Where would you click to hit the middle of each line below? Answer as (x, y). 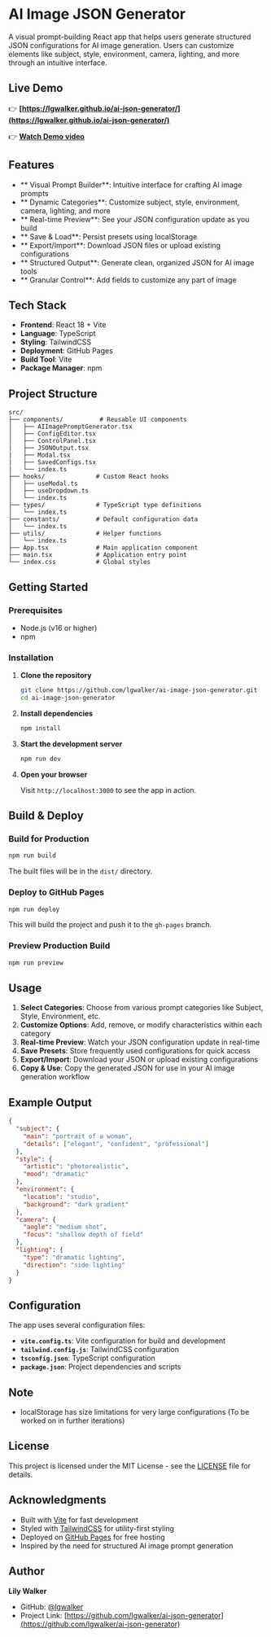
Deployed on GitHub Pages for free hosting (92, 1537)
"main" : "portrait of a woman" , (78, 1136)
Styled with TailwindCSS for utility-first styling (97, 1528)
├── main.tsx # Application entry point (98, 555)
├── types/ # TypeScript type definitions (105, 506)
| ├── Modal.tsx (39, 455)
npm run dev (40, 759)
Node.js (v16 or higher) (59, 628)
